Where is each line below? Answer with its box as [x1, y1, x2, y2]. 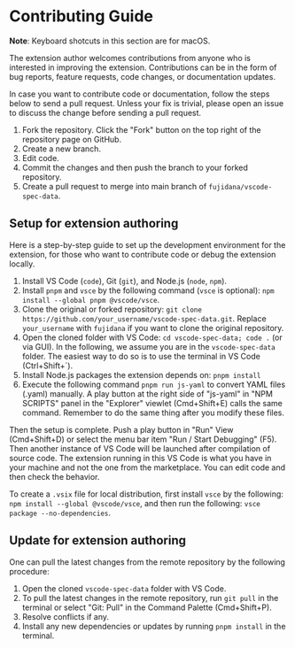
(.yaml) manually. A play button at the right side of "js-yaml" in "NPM [21, 388, 273, 399]
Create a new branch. [21, 143, 102, 154]
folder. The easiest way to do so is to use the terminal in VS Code [21, 351, 261, 361]
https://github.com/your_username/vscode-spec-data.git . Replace [21, 312, 268, 324]
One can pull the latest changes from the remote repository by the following [9, 556, 286, 567]
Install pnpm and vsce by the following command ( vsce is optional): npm [21, 285, 275, 296]
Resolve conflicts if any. [21, 611, 109, 621]
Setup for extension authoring [9, 216, 179, 231]
